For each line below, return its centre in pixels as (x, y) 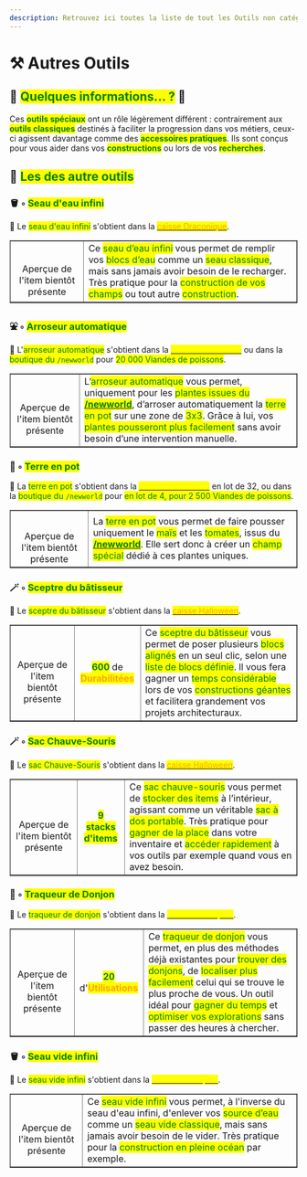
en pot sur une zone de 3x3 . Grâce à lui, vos (179, 415)
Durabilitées (108, 679)
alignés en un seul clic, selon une (216, 656)
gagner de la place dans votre (193, 832)
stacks (101, 826)
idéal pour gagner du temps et (213, 1004)
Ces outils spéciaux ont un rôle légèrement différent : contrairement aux (146, 119)
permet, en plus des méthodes (213, 948)
